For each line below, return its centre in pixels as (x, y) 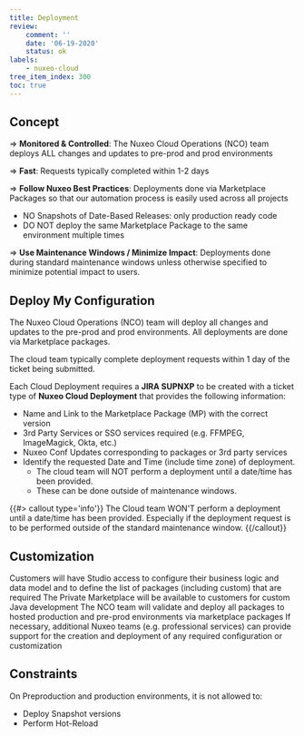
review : (24, 26)
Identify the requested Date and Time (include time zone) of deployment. (159, 462)
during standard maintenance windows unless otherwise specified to (138, 262)
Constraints (44, 674)
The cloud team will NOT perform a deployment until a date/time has (164, 472)
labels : (24, 60)
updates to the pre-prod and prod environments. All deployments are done (149, 332)
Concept (34, 122)
